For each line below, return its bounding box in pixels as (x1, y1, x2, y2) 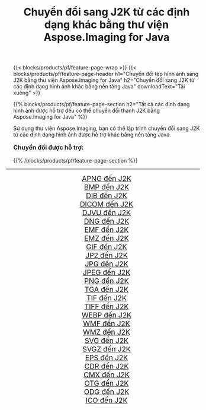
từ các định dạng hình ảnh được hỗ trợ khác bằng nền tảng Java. (13, 131, 171, 138)
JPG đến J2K (85, 259, 128, 269)
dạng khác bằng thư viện (44, 18, 169, 31)
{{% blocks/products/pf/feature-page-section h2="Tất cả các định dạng (13, 101, 190, 108)
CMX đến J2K (83, 370, 130, 379)
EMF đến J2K (84, 225, 129, 234)
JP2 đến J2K (85, 250, 128, 260)
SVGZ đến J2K (82, 344, 131, 354)
